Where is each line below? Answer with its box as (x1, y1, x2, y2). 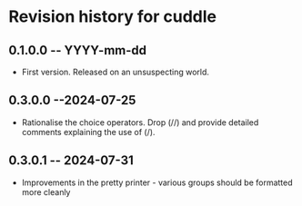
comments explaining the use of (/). (21, 126, 156, 137)
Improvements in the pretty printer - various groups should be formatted (21, 177, 293, 188)
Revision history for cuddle (8, 6, 217, 27)
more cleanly (21, 186, 71, 197)
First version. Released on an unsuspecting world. (21, 66, 210, 77)
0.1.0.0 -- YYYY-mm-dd (8, 43, 147, 58)
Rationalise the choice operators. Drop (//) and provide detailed (21, 116, 259, 128)
